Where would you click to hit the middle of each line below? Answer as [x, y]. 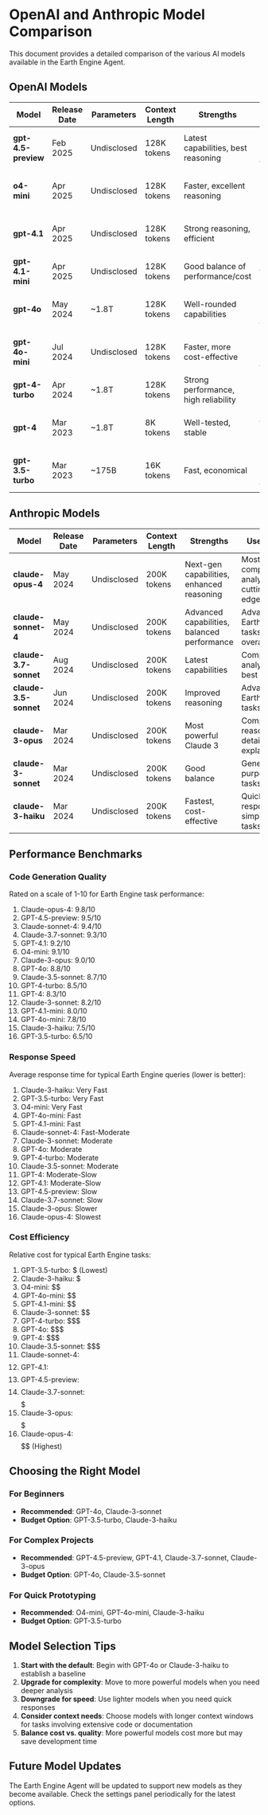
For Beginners [37, 1494]
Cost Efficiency [39, 1237]
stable [195, 432]
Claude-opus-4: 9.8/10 [58, 910]
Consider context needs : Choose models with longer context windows [137, 1715]
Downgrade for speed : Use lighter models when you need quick [126, 1699]
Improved [203, 693]
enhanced [204, 584]
